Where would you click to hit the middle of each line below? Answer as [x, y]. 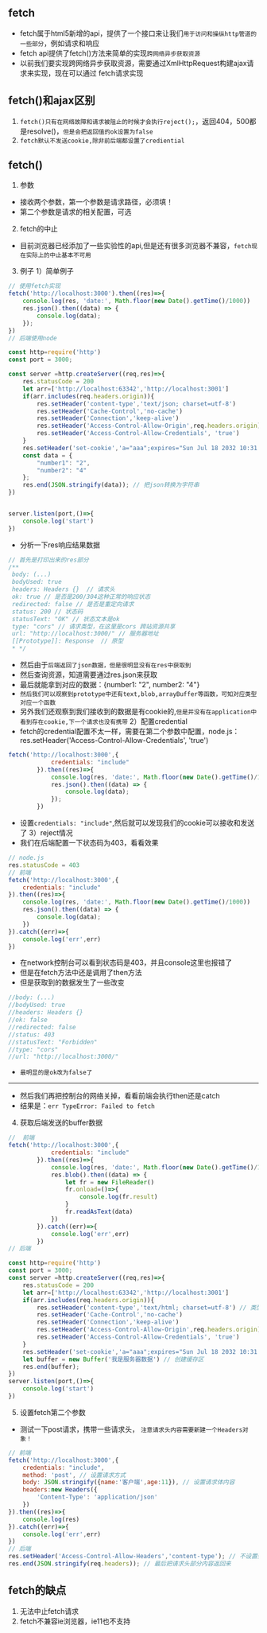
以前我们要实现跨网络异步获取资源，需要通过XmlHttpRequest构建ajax [133, 63]
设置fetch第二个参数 [52, 1412]
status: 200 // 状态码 [47, 612]
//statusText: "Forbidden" [53, 1042]
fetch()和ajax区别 [52, 101]
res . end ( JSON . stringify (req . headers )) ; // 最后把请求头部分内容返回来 [120, 1564]
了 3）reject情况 [46, 833]
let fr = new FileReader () [110, 1182]
